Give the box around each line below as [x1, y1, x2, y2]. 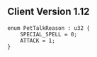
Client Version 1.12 [7, 6, 90, 18]
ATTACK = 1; [20, 37, 55, 44]
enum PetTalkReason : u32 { [7, 24, 91, 31]
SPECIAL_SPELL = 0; [20, 31, 78, 38]
